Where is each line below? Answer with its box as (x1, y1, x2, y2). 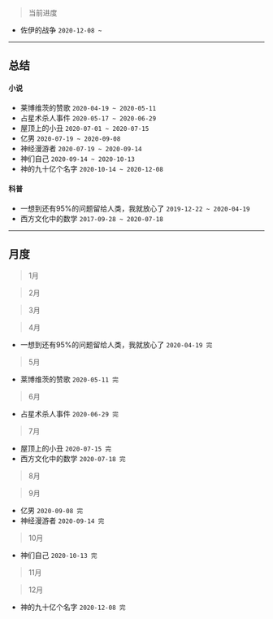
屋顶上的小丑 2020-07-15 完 (19, 443, 112, 453)
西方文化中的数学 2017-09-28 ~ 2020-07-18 (19, 213, 164, 223)
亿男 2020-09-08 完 (19, 505, 84, 515)
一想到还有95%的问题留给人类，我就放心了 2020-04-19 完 (19, 339, 213, 349)
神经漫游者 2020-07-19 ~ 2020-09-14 (19, 143, 142, 153)
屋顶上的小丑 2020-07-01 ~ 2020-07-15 (19, 123, 149, 133)
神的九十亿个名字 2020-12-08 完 (19, 602, 126, 612)
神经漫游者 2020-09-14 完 (19, 516, 105, 525)
